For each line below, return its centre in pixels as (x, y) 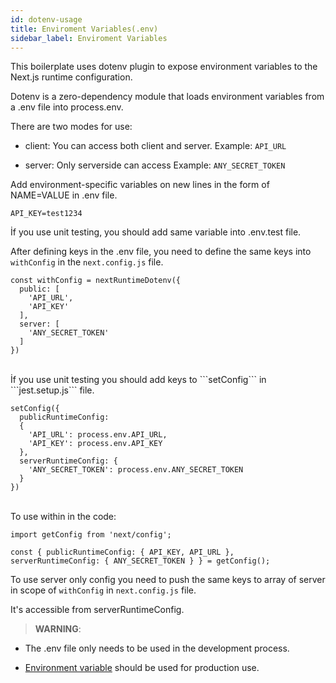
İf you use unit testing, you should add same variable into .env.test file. (156, 232)
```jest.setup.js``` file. (52, 390)
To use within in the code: (63, 517)
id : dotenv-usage (46, 19)
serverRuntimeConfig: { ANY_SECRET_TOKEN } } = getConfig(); (140, 561)
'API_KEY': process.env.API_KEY (95, 444)
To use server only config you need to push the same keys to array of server (168, 580)
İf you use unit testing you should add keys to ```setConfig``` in (138, 380)
